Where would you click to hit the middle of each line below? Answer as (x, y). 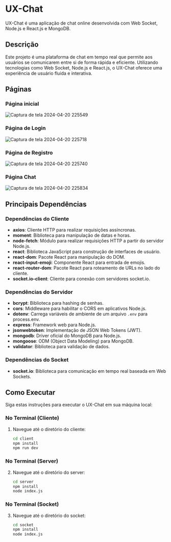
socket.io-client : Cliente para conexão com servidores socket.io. (81, 279)
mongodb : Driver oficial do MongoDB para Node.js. (67, 336)
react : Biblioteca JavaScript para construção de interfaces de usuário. (87, 252)
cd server (23, 482)
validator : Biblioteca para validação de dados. (61, 347)
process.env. (26, 320)
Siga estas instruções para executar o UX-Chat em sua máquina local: (79, 405)
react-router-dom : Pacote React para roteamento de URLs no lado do (86, 268)
